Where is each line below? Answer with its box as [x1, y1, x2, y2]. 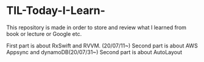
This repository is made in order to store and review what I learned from [6, 24, 187, 31]
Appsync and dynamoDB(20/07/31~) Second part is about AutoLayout [6, 48, 183, 55]
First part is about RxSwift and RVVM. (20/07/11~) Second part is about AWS [6, 42, 198, 49]
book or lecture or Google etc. [6, 30, 82, 37]
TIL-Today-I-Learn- [6, 4, 105, 18]
